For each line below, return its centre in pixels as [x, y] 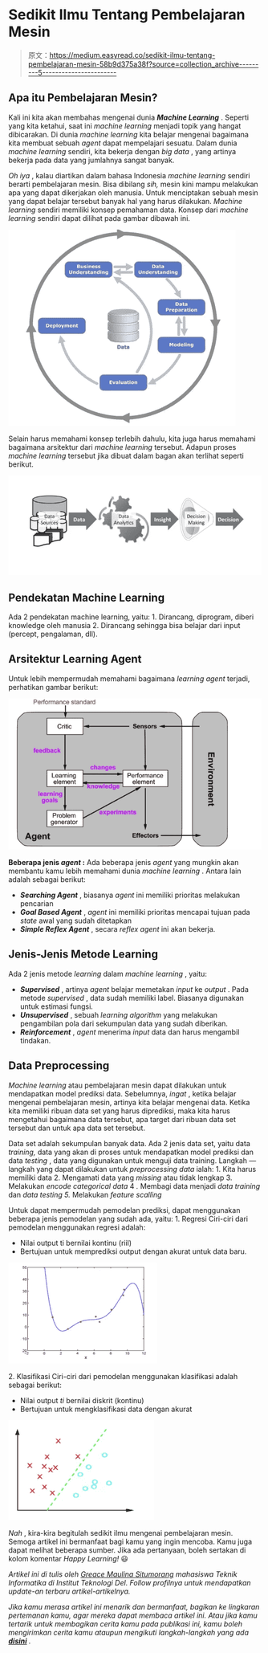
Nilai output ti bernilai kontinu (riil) [76, 1243]
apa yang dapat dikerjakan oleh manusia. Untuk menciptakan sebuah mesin [133, 192]
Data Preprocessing [59, 1066]
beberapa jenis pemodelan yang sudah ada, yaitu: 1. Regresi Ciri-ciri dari [128, 1218]
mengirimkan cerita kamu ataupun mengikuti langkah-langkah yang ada [128, 1632]
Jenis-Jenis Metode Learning [83, 955]
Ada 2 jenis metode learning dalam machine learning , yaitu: [108, 973]
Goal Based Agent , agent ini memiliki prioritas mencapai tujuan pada [135, 912]
